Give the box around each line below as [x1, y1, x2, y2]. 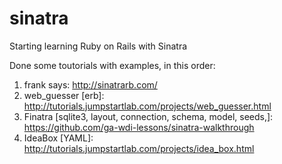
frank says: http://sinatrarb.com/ [23, 78, 158, 91]
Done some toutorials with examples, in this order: [9, 59, 216, 71]
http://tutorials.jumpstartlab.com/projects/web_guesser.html [23, 100, 272, 112]
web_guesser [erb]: [23, 89, 105, 101]
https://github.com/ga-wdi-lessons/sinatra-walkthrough [23, 121, 255, 133]
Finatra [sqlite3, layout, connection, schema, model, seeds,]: [23, 110, 274, 122]
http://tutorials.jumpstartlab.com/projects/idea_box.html [23, 142, 255, 154]
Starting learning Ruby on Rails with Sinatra [9, 40, 188, 52]
